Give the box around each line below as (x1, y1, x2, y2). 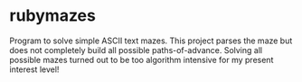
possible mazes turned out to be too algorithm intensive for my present (9, 54, 274, 65)
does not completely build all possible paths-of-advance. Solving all (9, 44, 263, 55)
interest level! (9, 64, 60, 75)
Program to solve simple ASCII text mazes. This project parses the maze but (9, 35, 293, 46)
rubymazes (9, 5, 97, 26)
